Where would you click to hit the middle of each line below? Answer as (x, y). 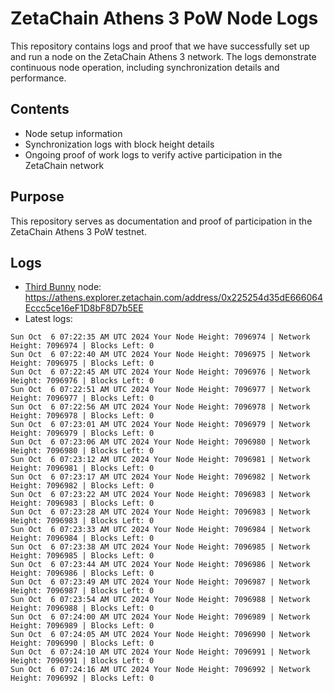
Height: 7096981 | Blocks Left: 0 (82, 468)
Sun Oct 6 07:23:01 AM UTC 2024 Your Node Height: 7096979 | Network (160, 425)
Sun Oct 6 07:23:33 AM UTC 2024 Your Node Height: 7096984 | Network (160, 530)
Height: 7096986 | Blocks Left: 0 (82, 573)
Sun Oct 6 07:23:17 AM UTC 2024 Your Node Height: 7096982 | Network (160, 477)
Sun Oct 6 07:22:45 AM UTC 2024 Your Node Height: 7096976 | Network (160, 372)
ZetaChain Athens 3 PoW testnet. (78, 231)
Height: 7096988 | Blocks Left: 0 (82, 608)
